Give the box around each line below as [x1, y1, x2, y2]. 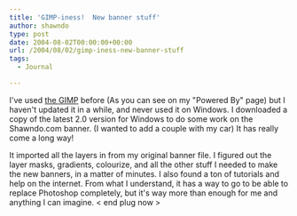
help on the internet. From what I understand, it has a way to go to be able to [9, 178, 289, 188]
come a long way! [9, 132, 74, 143]
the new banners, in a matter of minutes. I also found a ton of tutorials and [9, 168, 280, 179]
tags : [9, 54, 29, 63]
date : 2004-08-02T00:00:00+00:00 [9, 37, 133, 47]
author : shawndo [9, 21, 69, 30]
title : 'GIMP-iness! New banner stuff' [9, 12, 161, 22]
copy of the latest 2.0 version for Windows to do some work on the [9, 113, 254, 124]
